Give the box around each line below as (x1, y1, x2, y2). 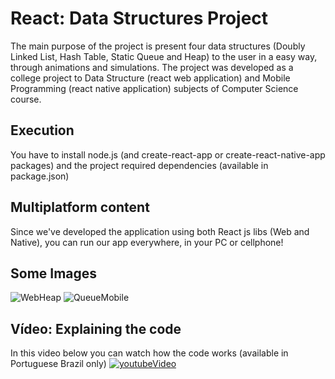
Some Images (10, 265, 98, 282)
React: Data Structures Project (10, 7, 269, 30)
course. (10, 93, 42, 105)
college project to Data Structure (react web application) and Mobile (10, 72, 291, 84)
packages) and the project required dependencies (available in (10, 159, 269, 171)
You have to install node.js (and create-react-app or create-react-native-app (10, 148, 326, 161)
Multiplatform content (10, 199, 150, 216)
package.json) (10, 170, 70, 182)
